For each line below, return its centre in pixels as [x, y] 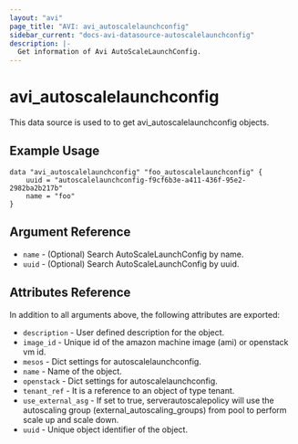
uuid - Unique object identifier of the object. [105, 429]
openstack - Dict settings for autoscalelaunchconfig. [120, 381]
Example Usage [55, 151]
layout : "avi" [36, 18]
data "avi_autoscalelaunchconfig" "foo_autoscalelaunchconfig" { [136, 172]
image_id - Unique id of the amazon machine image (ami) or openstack [155, 342]
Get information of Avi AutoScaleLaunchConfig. [110, 52]
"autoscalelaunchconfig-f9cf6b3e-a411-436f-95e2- [150, 180]
